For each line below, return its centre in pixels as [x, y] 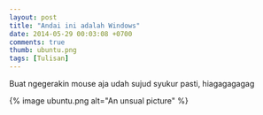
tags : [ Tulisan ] [39, 58]
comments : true [37, 42]
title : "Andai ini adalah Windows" [75, 26]
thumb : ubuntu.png [43, 50]
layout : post [33, 17]
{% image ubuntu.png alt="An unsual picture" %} [99, 101]
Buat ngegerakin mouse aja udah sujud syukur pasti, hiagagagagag [132, 84]
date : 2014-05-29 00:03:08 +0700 [71, 34]
